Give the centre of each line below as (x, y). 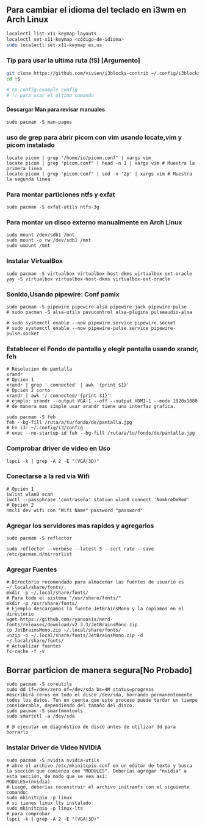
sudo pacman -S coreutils (39, 684)
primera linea (24, 168)
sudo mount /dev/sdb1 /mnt (41, 235)
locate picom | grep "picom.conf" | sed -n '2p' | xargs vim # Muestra (99, 174)
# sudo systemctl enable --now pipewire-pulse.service (77, 328)
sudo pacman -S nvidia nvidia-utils (53, 760)
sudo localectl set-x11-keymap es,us (54, 45)
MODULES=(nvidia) (28, 782)
